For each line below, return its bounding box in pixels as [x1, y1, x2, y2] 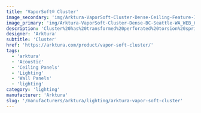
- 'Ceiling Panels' [11, 64, 60, 71]
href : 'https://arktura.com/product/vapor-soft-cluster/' [6, 42, 154, 48]
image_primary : [6, 20, 44, 26]
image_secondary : [6, 14, 50, 20]
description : [6, 25, 39, 32]
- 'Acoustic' [11, 59, 44, 65]
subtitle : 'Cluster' [6, 36, 58, 42]
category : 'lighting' [6, 87, 60, 93]
